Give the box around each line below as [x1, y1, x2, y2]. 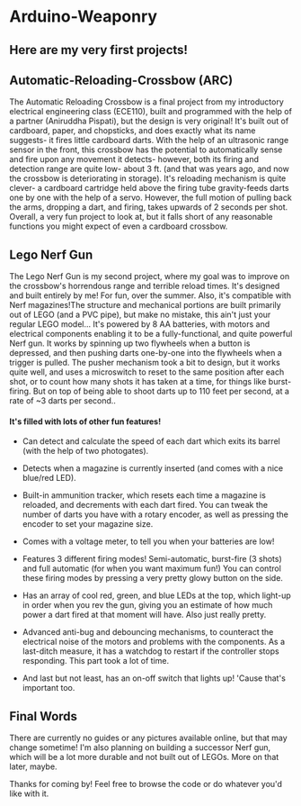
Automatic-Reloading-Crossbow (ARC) [9, 72, 234, 87]
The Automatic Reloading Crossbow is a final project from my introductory [9, 96, 285, 107]
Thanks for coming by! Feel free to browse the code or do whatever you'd [9, 779, 283, 790]
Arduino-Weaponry [9, 6, 158, 27]
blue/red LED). [22, 473, 76, 484]
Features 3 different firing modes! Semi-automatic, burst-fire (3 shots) [22, 554, 283, 565]
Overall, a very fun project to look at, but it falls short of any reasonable [9, 212, 273, 222]
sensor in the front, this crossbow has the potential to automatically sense [9, 144, 283, 155]
